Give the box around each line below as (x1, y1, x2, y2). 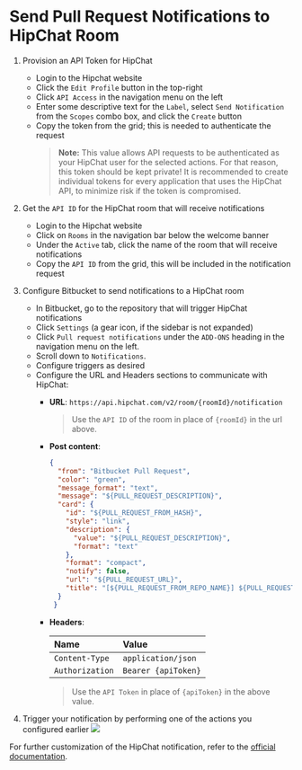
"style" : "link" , (66, 517, 130, 527)
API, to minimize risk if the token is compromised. (58, 185, 242, 196)
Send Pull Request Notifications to (9, 6, 271, 27)
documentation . (9, 750, 68, 761)
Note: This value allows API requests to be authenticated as (58, 146, 280, 158)
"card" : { (57, 500, 94, 509)
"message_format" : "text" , (57, 483, 159, 492)
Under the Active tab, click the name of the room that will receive (35, 239, 278, 250)
